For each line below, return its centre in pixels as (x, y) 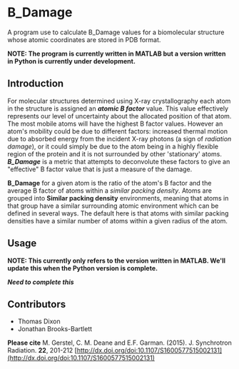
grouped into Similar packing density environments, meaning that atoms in (118, 198)
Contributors (37, 304)
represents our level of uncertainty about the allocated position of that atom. (119, 116)
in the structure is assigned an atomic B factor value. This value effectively (118, 108)
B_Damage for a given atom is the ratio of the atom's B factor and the (110, 183)
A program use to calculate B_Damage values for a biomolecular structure (116, 32)
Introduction (36, 84)
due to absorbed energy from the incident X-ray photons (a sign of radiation (119, 138)
